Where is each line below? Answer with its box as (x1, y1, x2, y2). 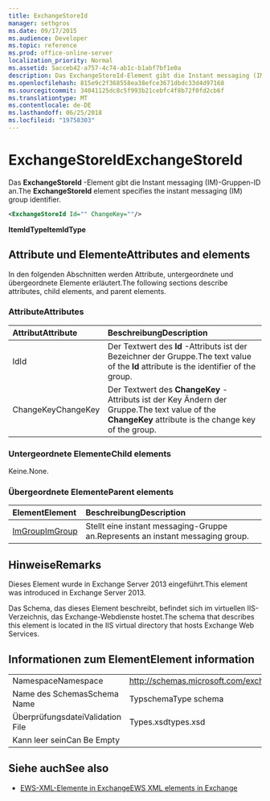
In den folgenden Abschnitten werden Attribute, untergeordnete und (8, 269, 234, 279)
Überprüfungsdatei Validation (12, 712, 122, 723)
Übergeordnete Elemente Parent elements (8, 487, 174, 498)
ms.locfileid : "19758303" (8, 116, 95, 125)
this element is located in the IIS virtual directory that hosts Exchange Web (8, 620, 255, 631)
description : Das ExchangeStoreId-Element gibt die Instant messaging (8, 72, 250, 80)
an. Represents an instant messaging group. (85, 531, 249, 542)
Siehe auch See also (8, 762, 109, 775)
